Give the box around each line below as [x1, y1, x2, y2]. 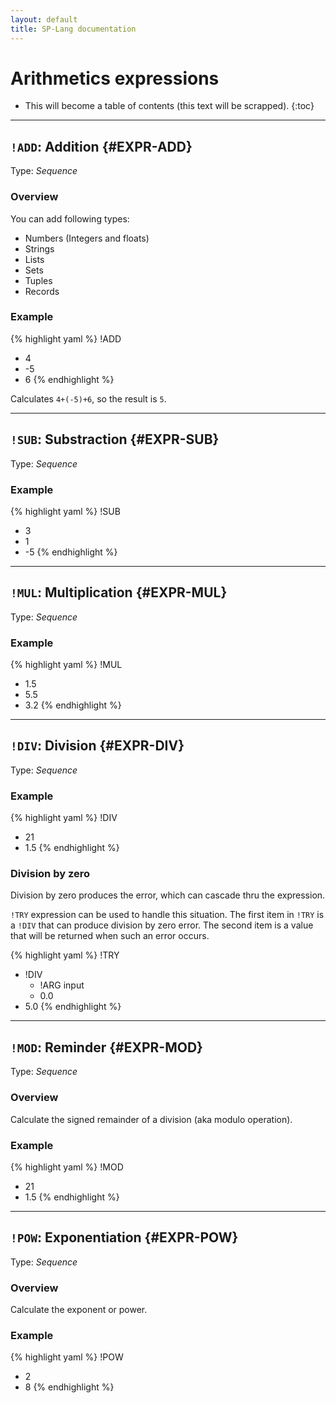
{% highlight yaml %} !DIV [10, 812, 118, 824]
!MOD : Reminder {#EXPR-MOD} [10, 1039, 203, 1056]
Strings [24, 242, 55, 255]
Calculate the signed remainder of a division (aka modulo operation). [10, 1113, 293, 1125]
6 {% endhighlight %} [24, 373, 115, 385]
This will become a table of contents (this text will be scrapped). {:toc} [24, 100, 315, 112]
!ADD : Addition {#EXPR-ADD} [10, 138, 193, 155]
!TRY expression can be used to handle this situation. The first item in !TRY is [10, 909, 325, 921]
